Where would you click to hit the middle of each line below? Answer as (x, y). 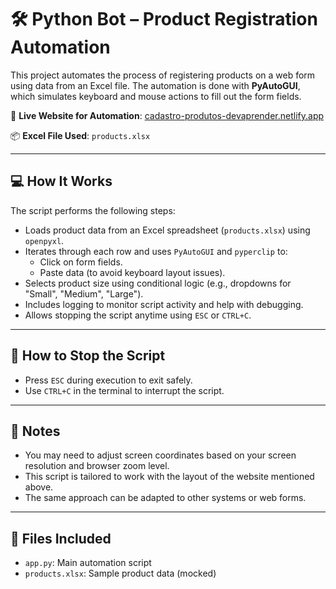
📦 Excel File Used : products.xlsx (80, 135)
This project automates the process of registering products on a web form (163, 75)
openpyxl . (44, 240)
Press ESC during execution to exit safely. (108, 380)
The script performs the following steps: (93, 210)
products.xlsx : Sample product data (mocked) (120, 573)
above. (39, 487)
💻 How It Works (61, 181)
